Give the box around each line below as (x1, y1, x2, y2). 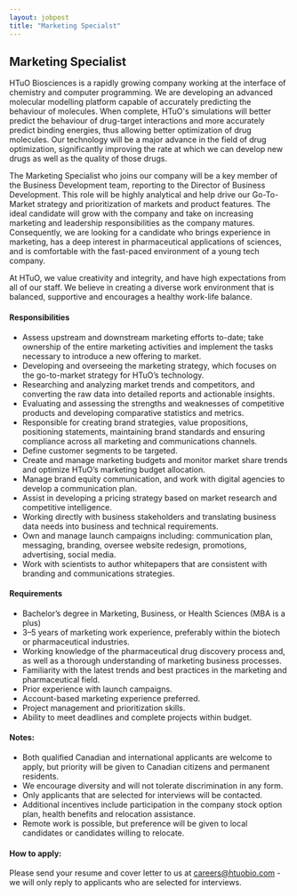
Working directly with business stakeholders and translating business (21, 511, 277, 522)
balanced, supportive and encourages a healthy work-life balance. (9, 292, 253, 302)
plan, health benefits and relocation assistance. (21, 808, 196, 819)
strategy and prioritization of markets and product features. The (36, 199, 271, 210)
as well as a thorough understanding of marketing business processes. (21, 655, 283, 666)
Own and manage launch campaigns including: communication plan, (21, 530, 273, 540)
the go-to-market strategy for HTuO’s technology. (21, 370, 205, 380)
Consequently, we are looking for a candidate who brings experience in (9, 228, 271, 238)
